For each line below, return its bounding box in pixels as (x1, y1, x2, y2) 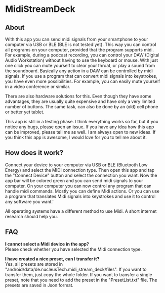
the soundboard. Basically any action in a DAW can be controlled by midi (5, 68, 153, 74)
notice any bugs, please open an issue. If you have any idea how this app (5, 124, 154, 130)
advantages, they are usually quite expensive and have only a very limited (5, 98, 156, 104)
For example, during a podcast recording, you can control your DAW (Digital (5, 52, 160, 58)
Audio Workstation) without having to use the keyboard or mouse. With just (5, 57, 158, 63)
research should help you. (5, 213, 58, 219)
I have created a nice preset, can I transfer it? (5, 256, 100, 262)
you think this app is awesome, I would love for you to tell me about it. (5, 135, 147, 140)
